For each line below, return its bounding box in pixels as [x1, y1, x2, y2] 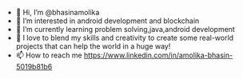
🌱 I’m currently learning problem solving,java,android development [15, 25, 236, 34]
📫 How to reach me [15, 50, 82, 60]
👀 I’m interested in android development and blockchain [15, 16, 200, 26]
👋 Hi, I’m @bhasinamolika [15, 8, 100, 17]
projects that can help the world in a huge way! [15, 41, 171, 51]
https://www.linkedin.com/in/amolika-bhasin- [83, 50, 233, 60]
